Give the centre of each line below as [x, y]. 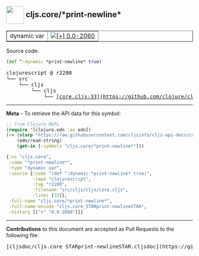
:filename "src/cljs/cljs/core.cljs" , [80, 190]
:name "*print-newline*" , [41, 162]
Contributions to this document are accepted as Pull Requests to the [90, 229]
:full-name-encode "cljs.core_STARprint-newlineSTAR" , [78, 206]
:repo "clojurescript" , [62, 179]
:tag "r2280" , [50, 184]
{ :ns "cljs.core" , [29, 157]
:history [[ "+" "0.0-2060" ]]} [46, 212]
